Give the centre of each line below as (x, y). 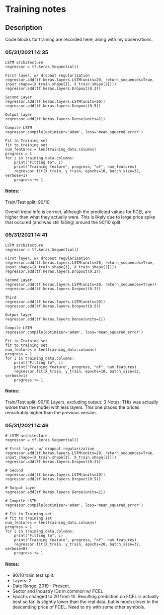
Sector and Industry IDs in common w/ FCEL (58, 591)
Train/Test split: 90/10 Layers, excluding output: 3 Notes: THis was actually (82, 402)
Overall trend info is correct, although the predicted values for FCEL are (78, 212)
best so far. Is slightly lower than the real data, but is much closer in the (85, 602)
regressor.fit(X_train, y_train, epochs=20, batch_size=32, (78, 544)
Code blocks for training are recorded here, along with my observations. (79, 39)
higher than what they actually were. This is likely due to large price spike (80, 217)
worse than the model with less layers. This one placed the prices (72, 407)
